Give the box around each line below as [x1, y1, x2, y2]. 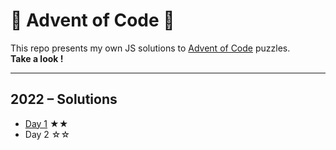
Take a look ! [10, 52, 64, 64]
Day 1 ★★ [24, 117, 69, 129]
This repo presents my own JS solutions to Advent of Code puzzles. [10, 42, 291, 54]
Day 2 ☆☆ [24, 128, 71, 140]
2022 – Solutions [10, 91, 118, 108]
